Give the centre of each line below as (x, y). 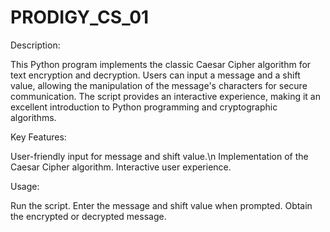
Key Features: (38, 137)
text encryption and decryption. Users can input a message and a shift (155, 75)
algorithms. (33, 117)
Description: (35, 45)
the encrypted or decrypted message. (88, 216)
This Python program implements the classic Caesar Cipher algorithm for (161, 64)
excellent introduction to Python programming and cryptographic (144, 107)
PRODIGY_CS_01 (80, 17)
